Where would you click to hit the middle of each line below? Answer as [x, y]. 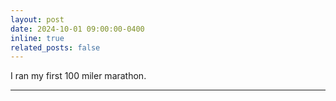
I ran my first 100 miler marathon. [78, 76]
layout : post [37, 19]
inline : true [37, 38]
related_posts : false [55, 47]
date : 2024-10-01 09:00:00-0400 [77, 29]
